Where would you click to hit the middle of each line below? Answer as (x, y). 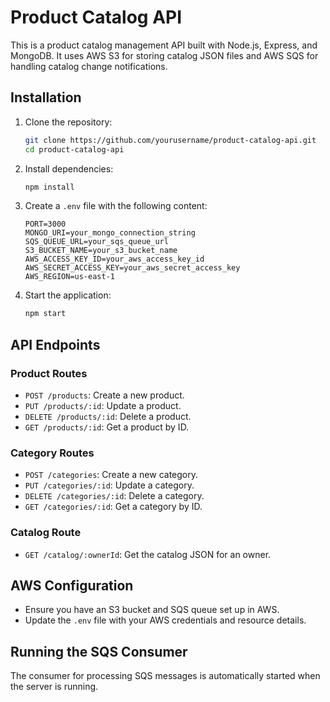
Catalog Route (46, 533)
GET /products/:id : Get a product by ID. (107, 427)
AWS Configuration (72, 585)
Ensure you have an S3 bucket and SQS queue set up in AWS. (152, 610)
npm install (49, 187)
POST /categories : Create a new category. (111, 475)
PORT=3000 (45, 224)
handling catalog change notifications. (89, 66)
